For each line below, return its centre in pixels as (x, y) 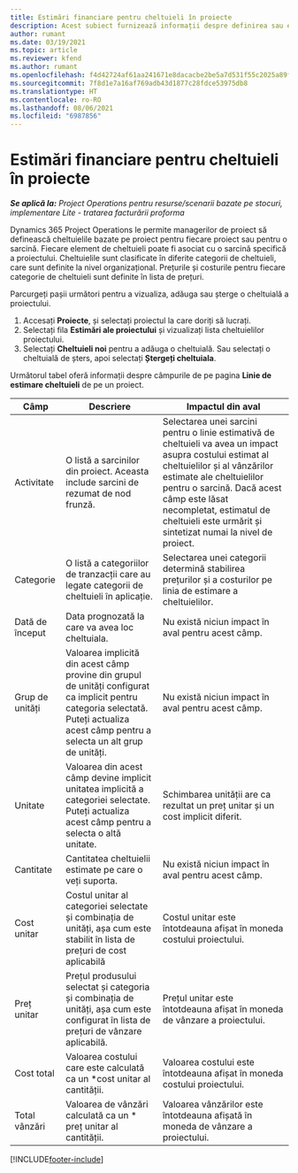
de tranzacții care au (108, 575)
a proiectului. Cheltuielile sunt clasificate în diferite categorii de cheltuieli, (143, 259)
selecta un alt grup (105, 742)
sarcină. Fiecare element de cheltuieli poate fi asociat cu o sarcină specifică (148, 249)
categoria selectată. (107, 708)
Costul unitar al (97, 895)
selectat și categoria (108, 987)
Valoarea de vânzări (107, 1105)
